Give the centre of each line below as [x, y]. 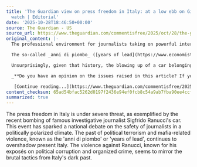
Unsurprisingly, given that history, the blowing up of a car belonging [102, 65]
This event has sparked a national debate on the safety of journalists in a [94, 127]
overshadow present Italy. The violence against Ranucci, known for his [91, 145]
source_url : [21, 33]
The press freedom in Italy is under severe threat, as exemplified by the [92, 114]
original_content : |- [33, 39]
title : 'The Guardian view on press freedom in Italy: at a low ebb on [95, 11]
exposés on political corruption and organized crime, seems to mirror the [94, 151]
